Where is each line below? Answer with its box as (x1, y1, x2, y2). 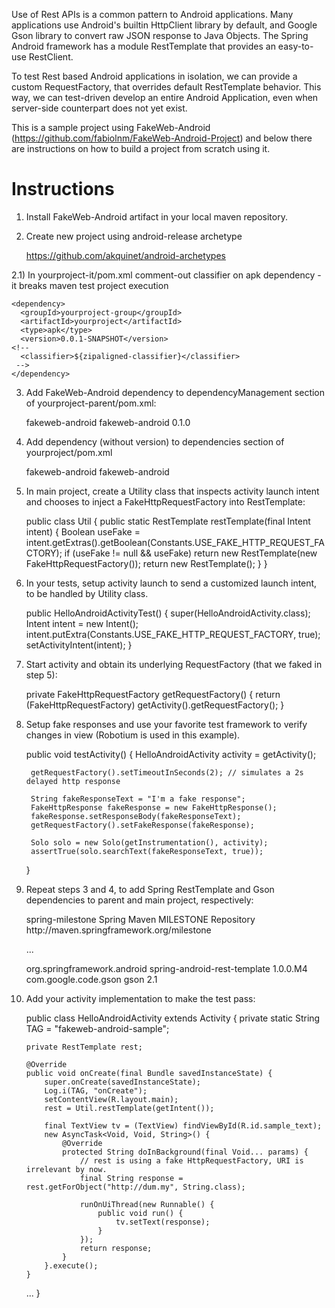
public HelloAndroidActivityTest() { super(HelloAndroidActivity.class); (25, 607, 311, 619)
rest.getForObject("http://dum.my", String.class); (25, 1182, 246, 1192)
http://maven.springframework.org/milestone (25, 924, 212, 936)
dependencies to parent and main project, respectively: (25, 894, 254, 906)
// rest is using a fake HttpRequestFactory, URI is (79, 1155, 304, 1166)
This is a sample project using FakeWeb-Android (11, 122, 211, 133)
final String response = (79, 1173, 184, 1183)
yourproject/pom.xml (25, 446, 113, 458)
